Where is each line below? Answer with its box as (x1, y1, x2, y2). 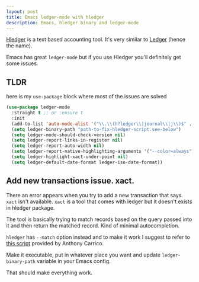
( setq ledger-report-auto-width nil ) (11, 143, 105, 149)
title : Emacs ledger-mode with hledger (6, 14, 105, 20)
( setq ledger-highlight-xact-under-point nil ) (11, 154, 129, 160)
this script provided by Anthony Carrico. (6, 239, 104, 246)
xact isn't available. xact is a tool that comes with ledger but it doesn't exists (6, 198, 192, 205)
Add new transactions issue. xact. (6, 176, 134, 186)
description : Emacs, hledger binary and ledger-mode (6, 20, 139, 25)
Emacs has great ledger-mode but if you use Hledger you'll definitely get (6, 54, 182, 61)
